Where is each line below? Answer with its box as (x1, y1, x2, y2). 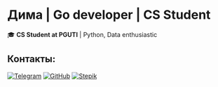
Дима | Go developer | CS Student (7, 7, 211, 23)
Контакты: (7, 53, 56, 65)
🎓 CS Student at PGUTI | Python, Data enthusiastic (7, 30, 158, 38)
